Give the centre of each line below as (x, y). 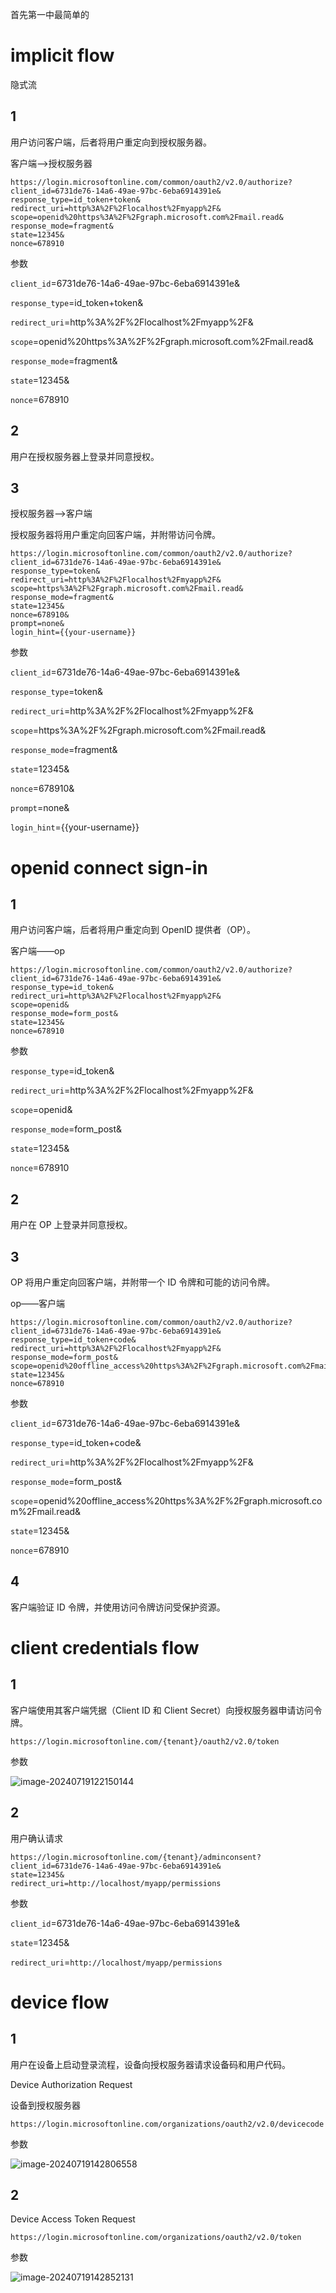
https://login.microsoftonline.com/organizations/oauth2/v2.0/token (156, 2238)
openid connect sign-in (109, 867)
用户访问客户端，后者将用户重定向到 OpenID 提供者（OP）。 (133, 930)
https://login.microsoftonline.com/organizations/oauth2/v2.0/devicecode (167, 2124)
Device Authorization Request (71, 2084)
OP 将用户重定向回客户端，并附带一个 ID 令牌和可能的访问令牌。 (143, 1282)
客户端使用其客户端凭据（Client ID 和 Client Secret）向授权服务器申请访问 (162, 1710)
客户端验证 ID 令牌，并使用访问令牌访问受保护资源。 (118, 1607)
